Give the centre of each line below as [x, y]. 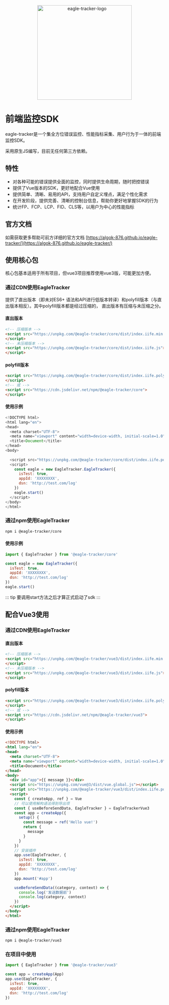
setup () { [29, 818]
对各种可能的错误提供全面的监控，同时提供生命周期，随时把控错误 [81, 182]
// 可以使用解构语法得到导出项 [42, 803]
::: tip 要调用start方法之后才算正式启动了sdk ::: [53, 597]
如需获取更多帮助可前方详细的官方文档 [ [47, 237]
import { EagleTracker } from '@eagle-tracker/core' [62, 554]
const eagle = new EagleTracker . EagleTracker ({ [65, 469]
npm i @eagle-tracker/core [33, 531]
